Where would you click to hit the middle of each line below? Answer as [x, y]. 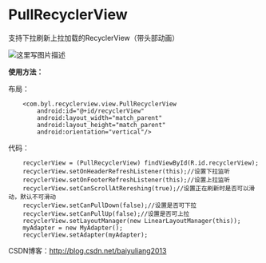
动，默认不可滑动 [32, 197]
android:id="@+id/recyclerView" [91, 111]
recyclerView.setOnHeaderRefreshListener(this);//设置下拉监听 [126, 171]
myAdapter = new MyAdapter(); [73, 228]
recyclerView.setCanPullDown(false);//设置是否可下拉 [110, 205]
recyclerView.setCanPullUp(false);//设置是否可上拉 [106, 213]
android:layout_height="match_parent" [101, 125]
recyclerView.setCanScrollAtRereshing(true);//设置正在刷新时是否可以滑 [139, 188]
